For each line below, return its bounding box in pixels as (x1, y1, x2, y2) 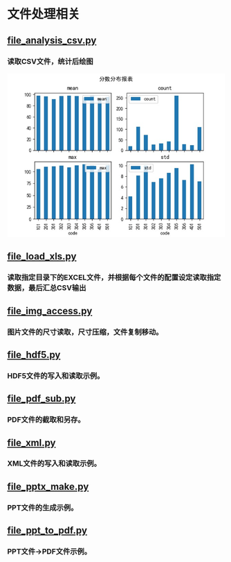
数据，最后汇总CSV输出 (7, 283, 86, 293)
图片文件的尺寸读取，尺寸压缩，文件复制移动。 (7, 327, 163, 337)
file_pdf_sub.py (7, 393, 76, 405)
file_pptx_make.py (7, 480, 89, 493)
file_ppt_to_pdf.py (7, 525, 88, 536)
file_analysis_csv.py (7, 34, 97, 46)
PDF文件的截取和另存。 (7, 415, 85, 425)
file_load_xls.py (7, 250, 77, 262)
